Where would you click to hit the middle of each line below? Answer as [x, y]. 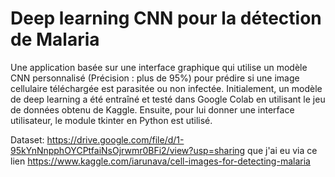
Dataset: [27, 139]
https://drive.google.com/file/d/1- [115, 139]
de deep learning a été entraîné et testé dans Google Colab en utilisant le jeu [168, 99]
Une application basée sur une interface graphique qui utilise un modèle [159, 67]
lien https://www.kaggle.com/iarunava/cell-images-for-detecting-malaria [160, 161]
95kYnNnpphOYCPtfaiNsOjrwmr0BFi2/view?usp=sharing [128, 150]
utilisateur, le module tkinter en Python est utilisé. [111, 120]
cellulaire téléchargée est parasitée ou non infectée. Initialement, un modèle [166, 88]
